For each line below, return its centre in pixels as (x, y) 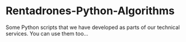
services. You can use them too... (47, 33)
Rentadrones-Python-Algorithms (90, 11)
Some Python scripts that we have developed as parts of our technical (93, 27)
